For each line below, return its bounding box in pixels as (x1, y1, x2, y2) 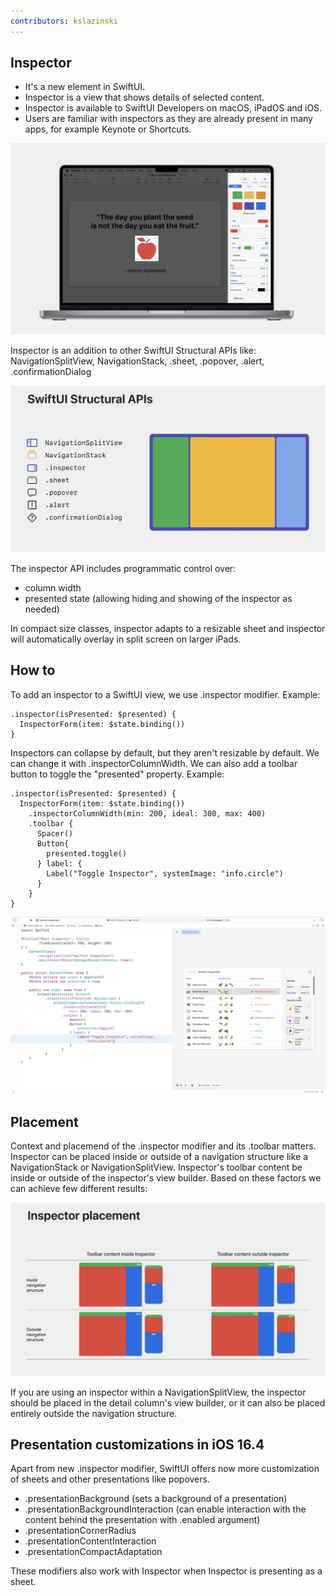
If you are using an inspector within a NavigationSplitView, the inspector (10, 1386, 307, 1398)
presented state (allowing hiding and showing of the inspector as (24, 592, 293, 604)
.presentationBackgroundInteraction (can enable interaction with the (24, 1503, 307, 1515)
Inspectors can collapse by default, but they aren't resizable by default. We (10, 746, 320, 759)
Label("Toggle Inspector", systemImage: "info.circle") (46, 868, 284, 879)
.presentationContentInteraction (24, 1535, 157, 1547)
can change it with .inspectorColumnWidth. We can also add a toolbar (10, 757, 298, 769)
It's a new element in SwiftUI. (24, 81, 146, 93)
